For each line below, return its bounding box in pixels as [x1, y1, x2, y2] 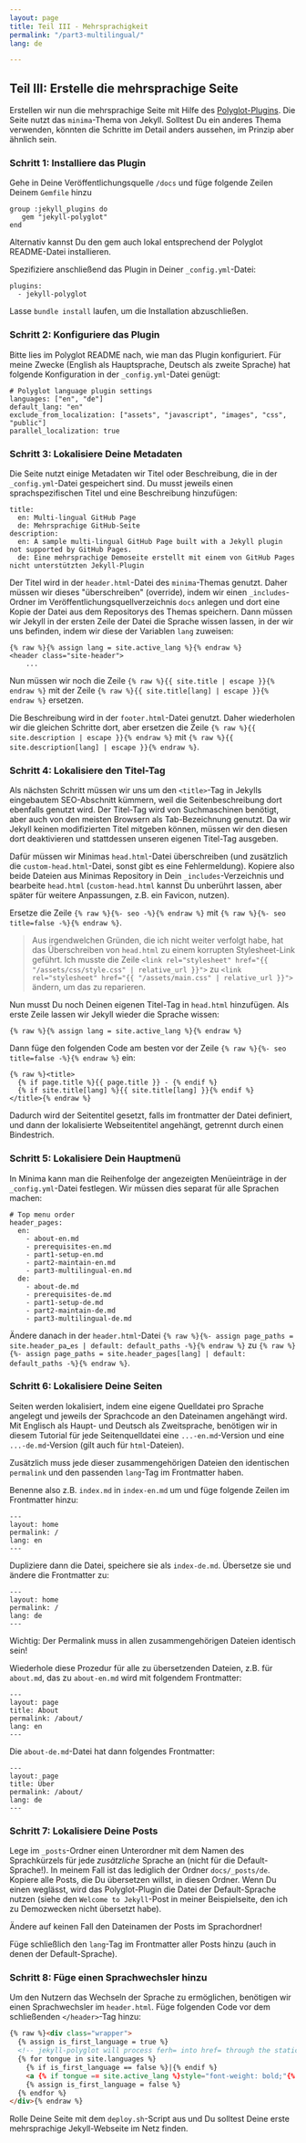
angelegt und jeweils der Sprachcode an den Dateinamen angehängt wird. [9, 1410, 288, 1421]
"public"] [9, 418, 47, 427]
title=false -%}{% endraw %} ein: [9, 1052, 137, 1063]
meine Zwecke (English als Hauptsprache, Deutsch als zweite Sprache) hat [9, 359, 291, 370]
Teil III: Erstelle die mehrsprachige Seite [9, 80, 239, 96]
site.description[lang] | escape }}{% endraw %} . [9, 741, 200, 752]
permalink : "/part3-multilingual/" [9, 30, 145, 39]
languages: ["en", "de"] [9, 394, 104, 403]
